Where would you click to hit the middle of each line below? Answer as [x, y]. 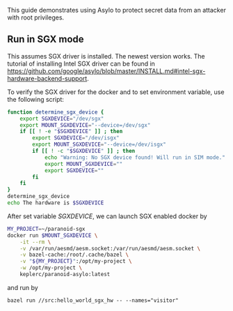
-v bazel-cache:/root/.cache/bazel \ [74, 255]
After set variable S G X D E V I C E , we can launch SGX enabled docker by [107, 216]
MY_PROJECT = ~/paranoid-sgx [46, 229]
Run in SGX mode [46, 39]
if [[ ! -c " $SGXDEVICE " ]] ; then [84, 151]
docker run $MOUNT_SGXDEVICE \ [53, 235]
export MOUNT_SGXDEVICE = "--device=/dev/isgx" [99, 145]
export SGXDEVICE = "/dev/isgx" [76, 138]
